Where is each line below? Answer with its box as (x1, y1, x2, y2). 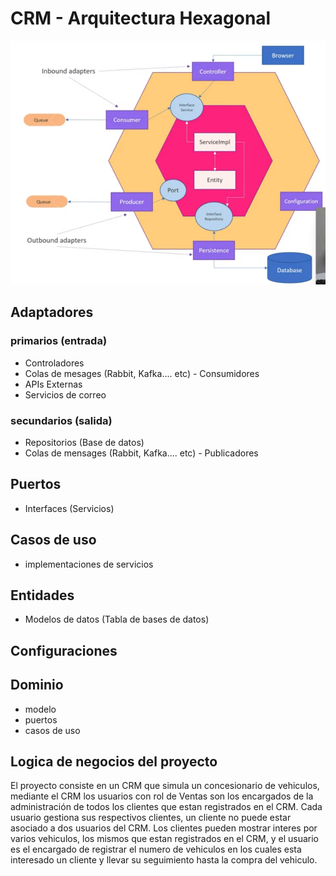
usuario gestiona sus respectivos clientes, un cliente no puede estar (10, 812, 292, 824)
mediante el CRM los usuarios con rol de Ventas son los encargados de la (10, 790, 314, 802)
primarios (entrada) (10, 334, 108, 348)
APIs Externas (24, 378, 83, 390)
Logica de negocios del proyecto (10, 753, 218, 771)
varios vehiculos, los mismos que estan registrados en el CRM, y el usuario (10, 833, 319, 845)
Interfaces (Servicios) (24, 502, 115, 514)
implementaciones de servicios (24, 558, 154, 570)
